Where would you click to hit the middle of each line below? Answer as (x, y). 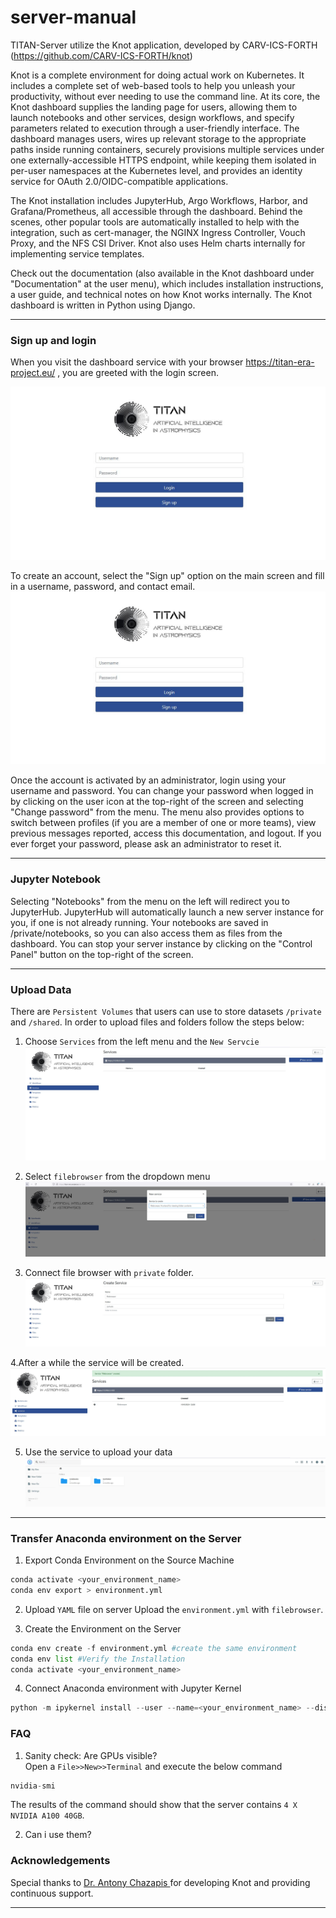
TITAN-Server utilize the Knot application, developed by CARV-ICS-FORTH (164, 45)
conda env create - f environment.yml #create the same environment (154, 1648)
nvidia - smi (33, 1786)
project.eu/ (33, 373)
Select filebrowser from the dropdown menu (117, 1176)
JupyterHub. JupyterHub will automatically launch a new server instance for (167, 912)
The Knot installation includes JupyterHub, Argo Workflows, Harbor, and (159, 200)
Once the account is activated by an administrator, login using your (148, 780)
